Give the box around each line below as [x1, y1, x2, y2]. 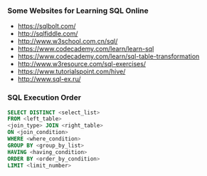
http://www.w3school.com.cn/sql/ [17, 37, 118, 46]
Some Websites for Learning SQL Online [7, 6, 149, 16]
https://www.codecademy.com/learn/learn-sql [17, 45, 154, 53]
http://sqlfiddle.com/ [17, 29, 78, 38]
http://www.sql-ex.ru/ [17, 75, 81, 83]
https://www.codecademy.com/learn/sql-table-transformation [17, 52, 200, 61]
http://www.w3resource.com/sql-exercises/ [17, 60, 147, 68]
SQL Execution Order [7, 93, 82, 103]
